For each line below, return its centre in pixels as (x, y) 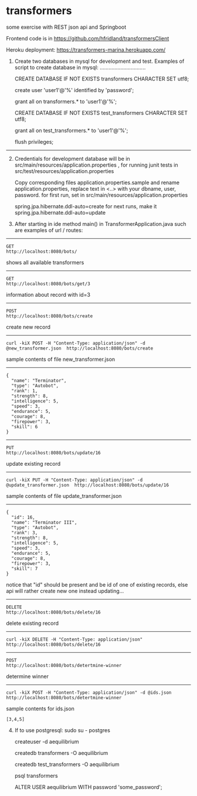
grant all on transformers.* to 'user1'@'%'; (66, 101)
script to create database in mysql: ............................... (80, 67)
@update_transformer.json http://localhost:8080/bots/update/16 (87, 485)
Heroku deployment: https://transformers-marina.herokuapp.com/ (86, 50)
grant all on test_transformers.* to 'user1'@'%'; (71, 130)
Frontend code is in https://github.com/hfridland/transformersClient (88, 38)
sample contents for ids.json (40, 709)
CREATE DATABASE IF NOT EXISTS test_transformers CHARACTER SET (101, 113)
